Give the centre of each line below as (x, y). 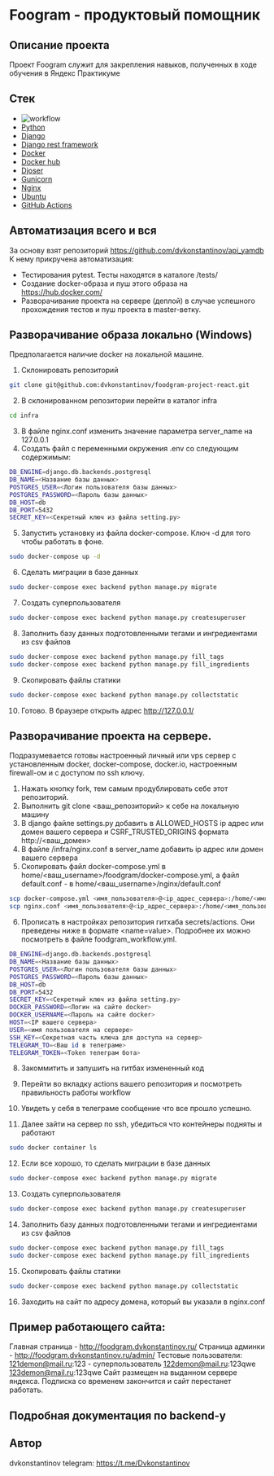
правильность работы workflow (76, 1092)
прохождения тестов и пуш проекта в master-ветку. (111, 309)
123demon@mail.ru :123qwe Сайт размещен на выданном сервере (124, 1373)
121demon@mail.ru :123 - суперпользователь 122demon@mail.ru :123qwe (133, 1364)
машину (35, 815)
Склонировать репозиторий (70, 370)
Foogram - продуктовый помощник (135, 15)
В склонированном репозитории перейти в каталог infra (119, 401)
